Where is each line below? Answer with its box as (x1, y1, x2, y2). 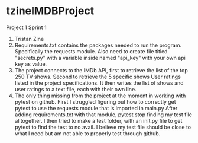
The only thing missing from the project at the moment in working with (14, 92, 186, 99)
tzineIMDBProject (6, 4, 95, 18)
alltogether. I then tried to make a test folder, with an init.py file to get (14, 117, 183, 124)
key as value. (14, 61, 47, 68)
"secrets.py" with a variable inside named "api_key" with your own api (14, 54, 186, 61)
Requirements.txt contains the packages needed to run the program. (14, 42, 182, 49)
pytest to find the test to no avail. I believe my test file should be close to (14, 123, 191, 131)
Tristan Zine (14, 35, 44, 42)
